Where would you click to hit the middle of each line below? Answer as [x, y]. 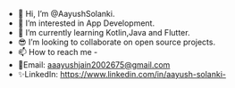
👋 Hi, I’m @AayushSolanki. [66, 14]
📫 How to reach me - [58, 52]
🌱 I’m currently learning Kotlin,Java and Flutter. [104, 32]
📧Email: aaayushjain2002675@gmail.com [94, 65]
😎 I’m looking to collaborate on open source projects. [117, 42]
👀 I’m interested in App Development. [86, 23]
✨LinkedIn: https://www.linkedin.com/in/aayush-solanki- [122, 74]
